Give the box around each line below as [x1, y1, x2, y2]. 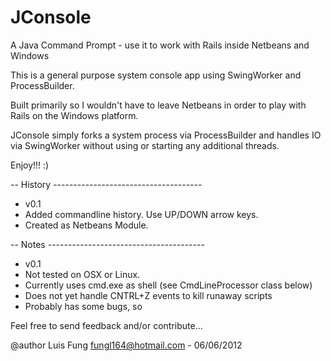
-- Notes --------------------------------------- [10, 238, 205, 250]
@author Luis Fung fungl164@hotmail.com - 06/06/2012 [10, 339, 243, 351]
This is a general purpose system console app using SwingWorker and [10, 69, 302, 81]
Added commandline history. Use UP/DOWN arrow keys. [24, 208, 259, 220]
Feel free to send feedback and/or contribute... [10, 319, 203, 331]
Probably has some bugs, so [24, 300, 143, 312]
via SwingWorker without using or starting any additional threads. [10, 139, 280, 151]
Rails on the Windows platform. [10, 109, 139, 121]
